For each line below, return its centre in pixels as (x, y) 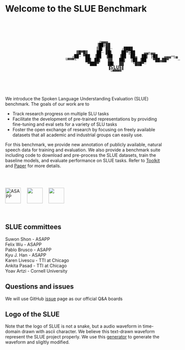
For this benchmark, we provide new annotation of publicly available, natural (84, 144)
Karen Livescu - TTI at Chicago (37, 260)
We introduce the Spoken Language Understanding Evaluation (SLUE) (77, 98)
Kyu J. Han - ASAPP (26, 255)
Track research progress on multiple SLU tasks (61, 113)
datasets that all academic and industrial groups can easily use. (78, 135)
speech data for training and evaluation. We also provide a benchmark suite (83, 150)
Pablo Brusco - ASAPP (28, 250)
